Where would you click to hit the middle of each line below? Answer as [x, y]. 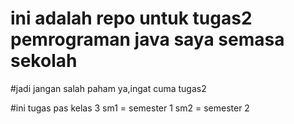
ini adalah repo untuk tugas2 [131, 18]
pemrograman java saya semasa [147, 39]
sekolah [44, 61]
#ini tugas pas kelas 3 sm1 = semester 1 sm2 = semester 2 [130, 108]
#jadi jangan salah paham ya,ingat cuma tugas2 [108, 88]
